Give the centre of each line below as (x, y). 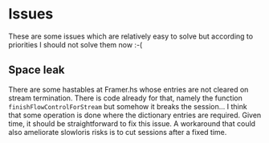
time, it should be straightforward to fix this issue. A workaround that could (132, 123)
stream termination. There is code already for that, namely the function (125, 98)
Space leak (37, 70)
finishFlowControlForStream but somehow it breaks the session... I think (128, 106)
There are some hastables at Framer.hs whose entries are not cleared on (128, 89)
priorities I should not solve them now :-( (75, 44)
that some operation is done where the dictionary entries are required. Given (135, 115)
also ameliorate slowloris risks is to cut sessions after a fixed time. (118, 132)
